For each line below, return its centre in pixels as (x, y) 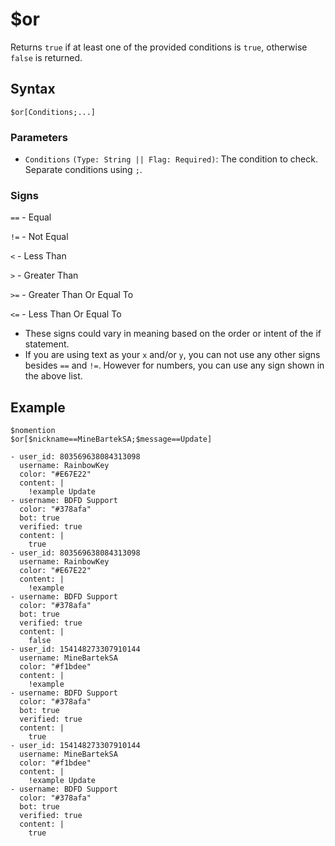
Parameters (39, 137)
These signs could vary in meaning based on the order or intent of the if (173, 334)
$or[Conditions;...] (53, 112)
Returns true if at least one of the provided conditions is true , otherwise (159, 47)
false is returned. (46, 57)
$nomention (33, 431)
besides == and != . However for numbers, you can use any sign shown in (174, 365)
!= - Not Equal (39, 237)
